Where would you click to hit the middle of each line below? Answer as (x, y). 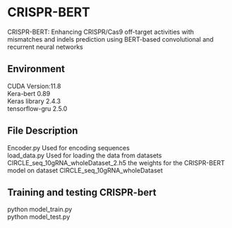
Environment (36, 69)
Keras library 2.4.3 (34, 101)
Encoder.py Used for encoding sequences (69, 148)
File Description (43, 131)
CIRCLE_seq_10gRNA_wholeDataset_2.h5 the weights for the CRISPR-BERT (116, 162)
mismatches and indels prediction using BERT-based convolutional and (110, 39)
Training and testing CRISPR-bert (82, 192)
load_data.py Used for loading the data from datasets (85, 155)
